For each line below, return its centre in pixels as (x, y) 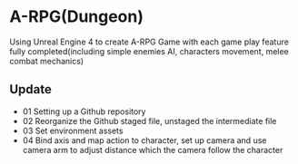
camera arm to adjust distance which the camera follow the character (153, 150)
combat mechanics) (47, 61)
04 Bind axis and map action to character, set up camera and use (144, 140)
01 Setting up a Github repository (84, 111)
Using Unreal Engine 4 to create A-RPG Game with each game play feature (149, 42)
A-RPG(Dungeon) (76, 17)
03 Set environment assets (73, 130)
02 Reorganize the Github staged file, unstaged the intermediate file (149, 121)
